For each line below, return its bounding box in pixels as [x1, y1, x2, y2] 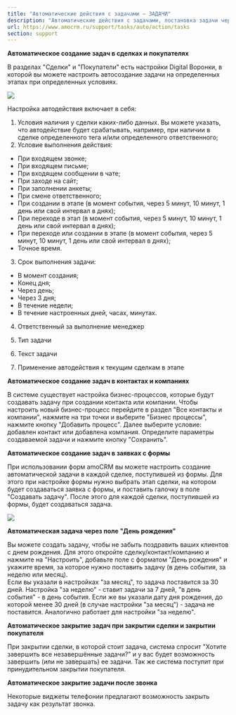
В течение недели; [17, 301, 74, 310]
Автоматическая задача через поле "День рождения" [7, 527, 176, 536]
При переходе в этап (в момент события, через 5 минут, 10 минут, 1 [17, 214, 222, 222]
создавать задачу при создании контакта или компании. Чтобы [7, 398, 198, 407]
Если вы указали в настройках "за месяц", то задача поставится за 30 [7, 578, 219, 586]
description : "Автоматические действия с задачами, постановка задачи [7, 17, 218, 24]
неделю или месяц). [7, 571, 68, 579]
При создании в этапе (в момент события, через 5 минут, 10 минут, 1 [17, 199, 225, 208]
